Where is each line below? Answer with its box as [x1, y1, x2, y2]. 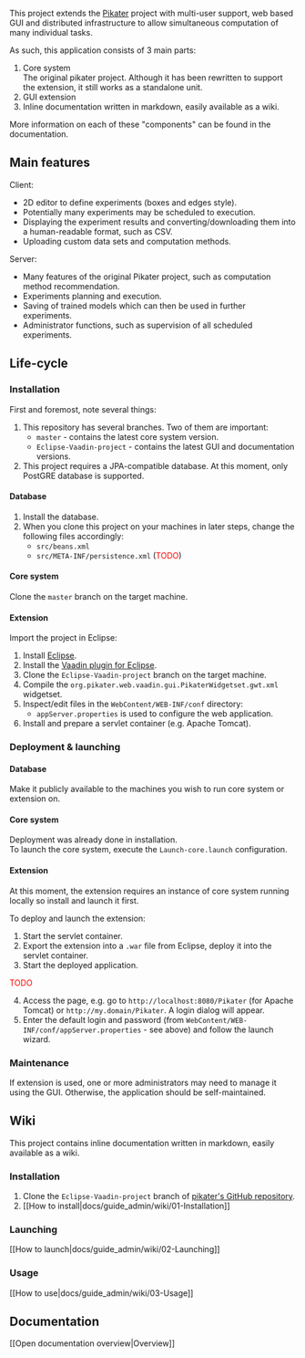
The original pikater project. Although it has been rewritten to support [22, 72, 283, 83]
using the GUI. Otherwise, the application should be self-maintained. [9, 1086, 267, 1098]
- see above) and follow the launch [143, 1024, 274, 1035]
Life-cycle [9, 356, 68, 371]
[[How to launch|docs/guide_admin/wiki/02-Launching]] [9, 1244, 220, 1255]
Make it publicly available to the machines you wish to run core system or [9, 784, 285, 795]
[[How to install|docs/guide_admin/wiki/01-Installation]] [22, 1200, 230, 1212]
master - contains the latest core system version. [36, 431, 219, 442]
